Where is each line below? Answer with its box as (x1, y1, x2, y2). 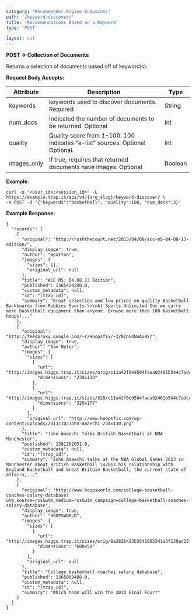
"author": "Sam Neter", (21, 344, 80, 350)
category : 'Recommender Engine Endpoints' (6, 8, 111, 15)
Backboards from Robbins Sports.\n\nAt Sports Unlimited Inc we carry (6, 303, 181, 309)
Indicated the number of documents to (48, 115, 155, 123)
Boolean (164, 159, 187, 167)
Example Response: (6, 210, 55, 217)
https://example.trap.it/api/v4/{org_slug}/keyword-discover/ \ (6, 194, 166, 201)
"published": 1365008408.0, (21, 574, 90, 580)
